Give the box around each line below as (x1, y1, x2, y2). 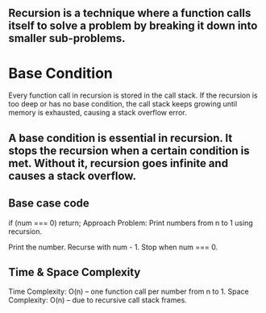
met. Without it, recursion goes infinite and (8, 156, 228, 170)
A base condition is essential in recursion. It (8, 131, 233, 144)
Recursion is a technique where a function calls (8, 6, 251, 20)
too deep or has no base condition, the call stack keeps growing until (8, 99, 238, 109)
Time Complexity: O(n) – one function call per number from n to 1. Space (8, 286, 249, 297)
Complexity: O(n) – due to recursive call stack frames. (8, 295, 187, 305)
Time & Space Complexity (8, 265, 141, 279)
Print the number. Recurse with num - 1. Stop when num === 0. (8, 242, 218, 252)
